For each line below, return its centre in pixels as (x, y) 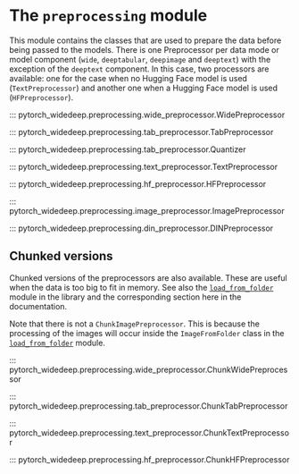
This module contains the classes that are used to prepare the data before (145, 40)
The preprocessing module (108, 16)
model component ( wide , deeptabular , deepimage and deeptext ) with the (140, 59)
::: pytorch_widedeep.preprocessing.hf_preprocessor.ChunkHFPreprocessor (149, 459)
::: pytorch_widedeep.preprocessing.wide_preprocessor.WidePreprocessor (147, 114)
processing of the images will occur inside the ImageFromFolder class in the (147, 333)
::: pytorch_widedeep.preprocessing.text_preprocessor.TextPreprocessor (144, 166)
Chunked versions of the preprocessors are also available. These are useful (148, 277)
